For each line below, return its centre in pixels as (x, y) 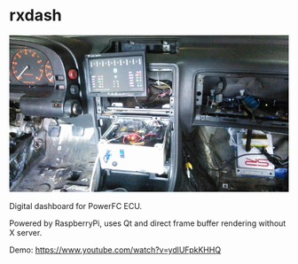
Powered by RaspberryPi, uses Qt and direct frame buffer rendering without (148, 223)
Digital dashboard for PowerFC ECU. (76, 206)
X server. (26, 233)
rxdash (35, 16)
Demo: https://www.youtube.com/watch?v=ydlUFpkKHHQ (115, 250)
